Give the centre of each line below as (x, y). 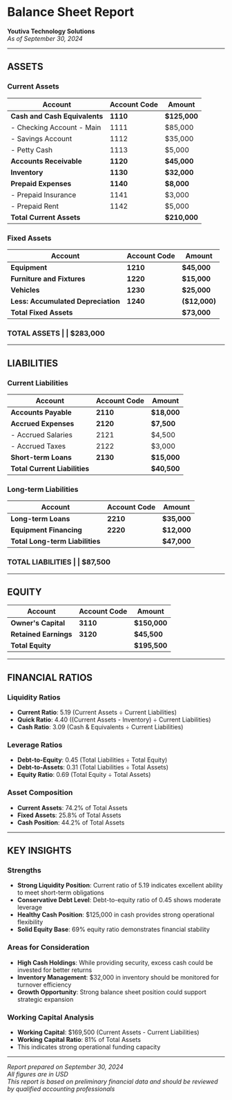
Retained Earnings (41, 634)
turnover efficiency (44, 984)
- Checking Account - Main (56, 127)
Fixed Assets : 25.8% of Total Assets (69, 815)
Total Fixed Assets (42, 312)
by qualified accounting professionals (61, 1089)
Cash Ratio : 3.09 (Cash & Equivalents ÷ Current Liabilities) (100, 727)
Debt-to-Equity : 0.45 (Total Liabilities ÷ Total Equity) (92, 760)
